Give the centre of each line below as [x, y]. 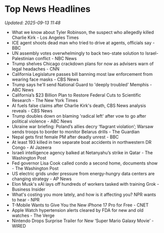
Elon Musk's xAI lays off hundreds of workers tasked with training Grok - [85, 184]
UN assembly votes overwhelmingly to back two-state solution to [78, 53]
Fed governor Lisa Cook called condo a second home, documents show [85, 163]
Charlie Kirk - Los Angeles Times [45, 37]
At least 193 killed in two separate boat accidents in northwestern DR [82, 142]
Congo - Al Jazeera [32, 147]
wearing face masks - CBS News [45, 79]
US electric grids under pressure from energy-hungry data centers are [83, 173]
